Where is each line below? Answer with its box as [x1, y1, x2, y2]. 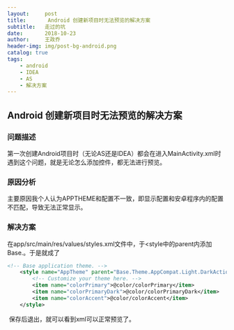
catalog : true [7, 50, 49, 57]
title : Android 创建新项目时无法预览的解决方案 [7, 17, 151, 24]
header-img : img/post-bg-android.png [7, 43, 117, 50]
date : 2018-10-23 [7, 29, 77, 37]
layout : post [7, 10, 58, 17]
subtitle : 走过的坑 [7, 23, 66, 30]
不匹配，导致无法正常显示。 [7, 203, 87, 212]
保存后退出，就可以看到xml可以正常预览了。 [8, 315, 136, 323]
